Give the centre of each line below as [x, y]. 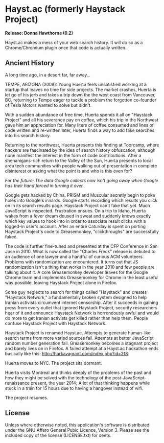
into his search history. [28, 135]
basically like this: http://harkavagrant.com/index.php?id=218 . [67, 353]
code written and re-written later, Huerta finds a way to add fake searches [80, 130]
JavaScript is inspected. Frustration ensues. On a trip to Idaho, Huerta [75, 210]
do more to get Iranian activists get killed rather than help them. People [77, 318]
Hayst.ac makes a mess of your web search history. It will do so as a [74, 42]
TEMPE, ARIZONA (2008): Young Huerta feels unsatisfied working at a [76, 84]
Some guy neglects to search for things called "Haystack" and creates [76, 292]
